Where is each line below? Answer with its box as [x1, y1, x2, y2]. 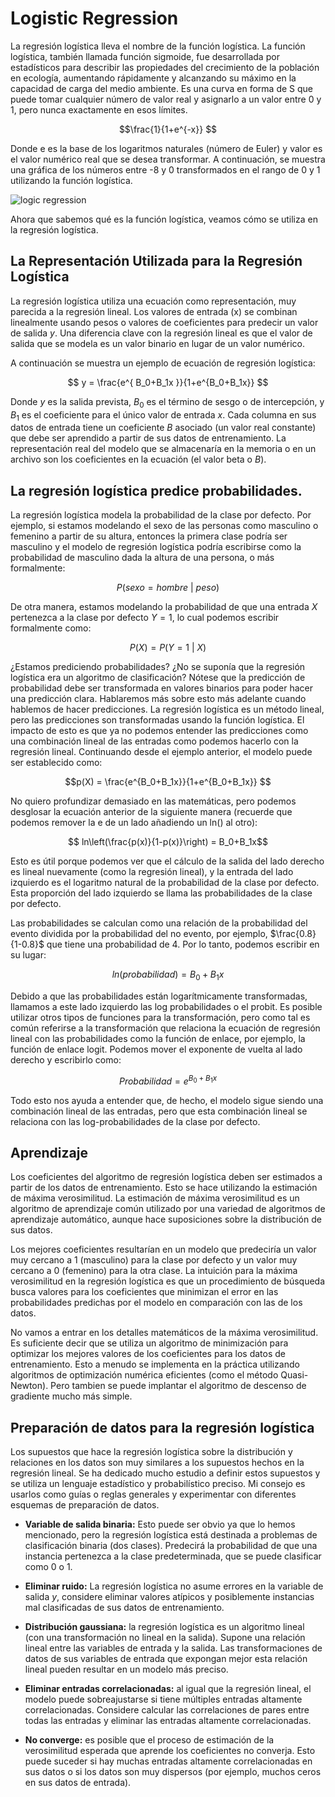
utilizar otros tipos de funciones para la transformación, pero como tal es [10, 1011, 311, 1023]
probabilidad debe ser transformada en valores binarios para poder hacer [10, 682, 314, 694]
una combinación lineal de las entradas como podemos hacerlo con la [10, 735, 299, 747]
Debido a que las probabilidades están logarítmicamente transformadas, [10, 990, 308, 1002]
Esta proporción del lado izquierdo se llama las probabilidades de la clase [10, 887, 313, 899]
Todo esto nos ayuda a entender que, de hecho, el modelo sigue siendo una [10, 1094, 324, 1106]
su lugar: [10, 949, 47, 961]
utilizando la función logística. [10, 174, 133, 186]
